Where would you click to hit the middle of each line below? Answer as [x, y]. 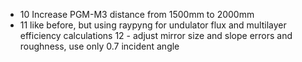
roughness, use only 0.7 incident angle [99, 46]
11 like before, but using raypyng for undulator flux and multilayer [153, 25]
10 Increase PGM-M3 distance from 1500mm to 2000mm [137, 14]
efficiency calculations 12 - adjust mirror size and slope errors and [156, 35]
